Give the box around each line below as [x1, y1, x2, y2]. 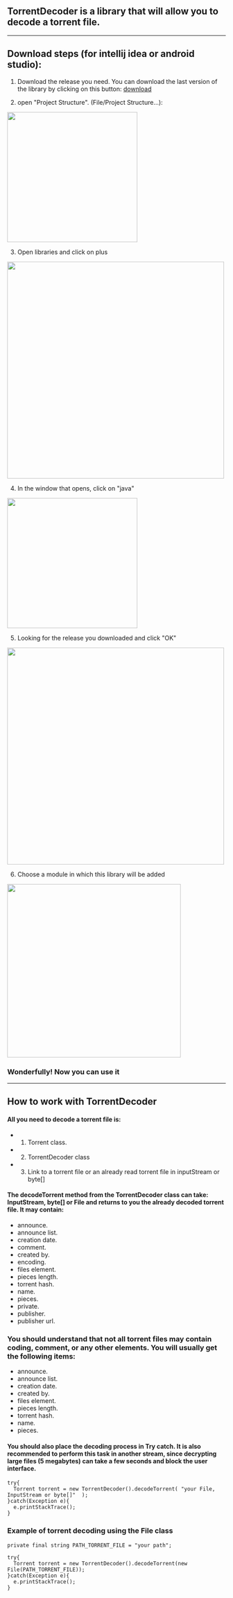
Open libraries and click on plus [17, 248, 108, 256]
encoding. [17, 1257, 46, 1266]
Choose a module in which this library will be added [17, 870, 165, 878]
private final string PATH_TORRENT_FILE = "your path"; [7, 1542, 172, 1549]
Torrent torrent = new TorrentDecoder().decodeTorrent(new [13, 1560, 188, 1567]
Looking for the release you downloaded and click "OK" [17, 634, 177, 642]
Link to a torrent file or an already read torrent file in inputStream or [27, 1167, 220, 1175]
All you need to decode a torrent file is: [7, 1115, 121, 1123]
